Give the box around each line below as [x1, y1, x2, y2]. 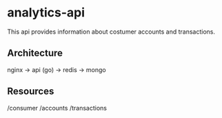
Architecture [7, 47, 63, 59]
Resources [7, 86, 54, 97]
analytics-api [7, 5, 85, 21]
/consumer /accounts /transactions [7, 104, 107, 112]
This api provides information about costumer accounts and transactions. [7, 27, 216, 36]
